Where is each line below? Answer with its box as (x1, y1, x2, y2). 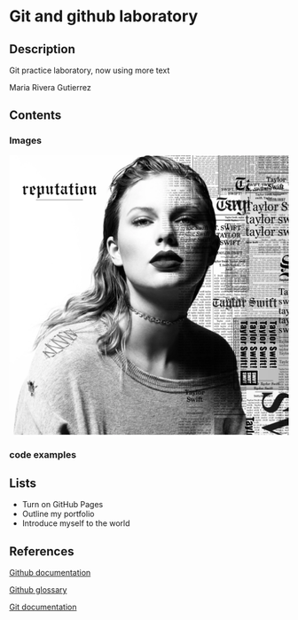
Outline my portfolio (21, 508, 95, 520)
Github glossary (9, 585, 67, 595)
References (9, 544, 74, 559)
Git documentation (9, 601, 77, 613)
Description (9, 42, 75, 57)
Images (9, 135, 43, 147)
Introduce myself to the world (21, 518, 130, 529)
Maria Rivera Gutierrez (9, 82, 91, 92)
